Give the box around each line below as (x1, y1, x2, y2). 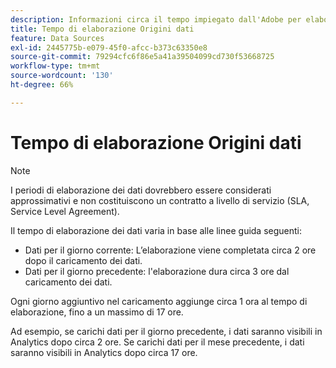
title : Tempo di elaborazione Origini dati (10, 24, 195, 34)
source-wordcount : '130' (10, 71, 114, 81)
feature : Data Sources (10, 33, 105, 43)
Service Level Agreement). (10, 205, 120, 217)
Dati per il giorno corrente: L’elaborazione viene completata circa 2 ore (24, 244, 317, 256)
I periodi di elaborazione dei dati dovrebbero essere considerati (10, 184, 272, 196)
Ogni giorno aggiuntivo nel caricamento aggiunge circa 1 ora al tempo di (10, 295, 308, 307)
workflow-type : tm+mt (10, 61, 101, 71)
